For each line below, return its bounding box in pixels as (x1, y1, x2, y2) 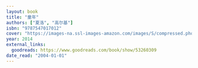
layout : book (6, 8, 38, 15)
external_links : (6, 42, 46, 48)
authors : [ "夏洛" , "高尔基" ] (6, 20, 74, 25)
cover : (6, 31, 22, 37)
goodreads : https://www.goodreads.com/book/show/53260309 (11, 47, 157, 53)
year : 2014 (6, 36, 33, 42)
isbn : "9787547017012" (6, 25, 62, 31)
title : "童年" (6, 14, 39, 20)
